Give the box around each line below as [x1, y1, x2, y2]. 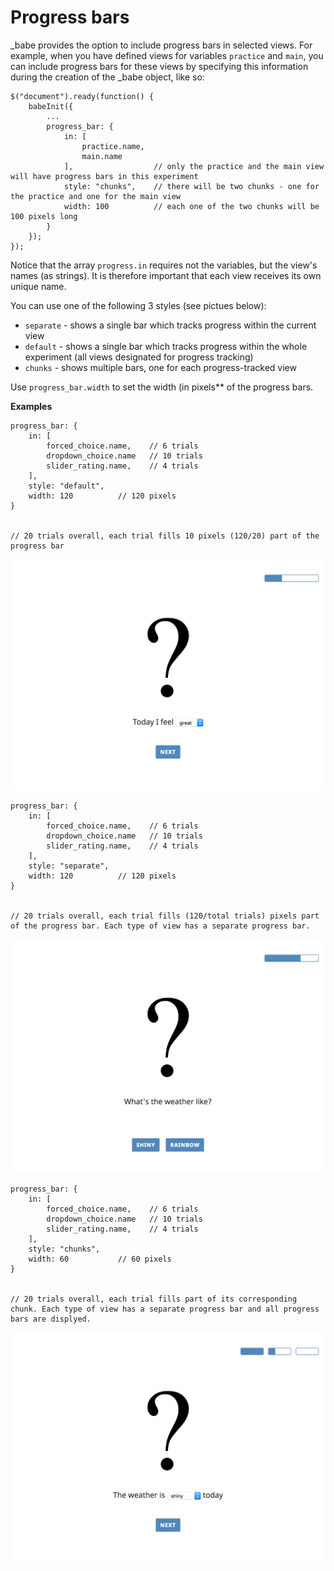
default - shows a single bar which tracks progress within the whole [24, 340, 308, 352]
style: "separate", [28, 861, 110, 871]
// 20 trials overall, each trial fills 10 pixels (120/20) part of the [10, 531, 320, 541]
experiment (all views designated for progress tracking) [24, 351, 254, 363]
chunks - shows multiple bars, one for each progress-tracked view [24, 361, 297, 373]
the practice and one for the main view [10, 191, 182, 201]
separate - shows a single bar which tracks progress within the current [24, 319, 317, 331]
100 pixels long [10, 211, 78, 221]
